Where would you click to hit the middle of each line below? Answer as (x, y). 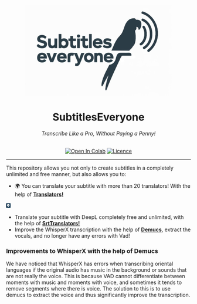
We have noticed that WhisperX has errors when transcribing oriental (90, 264)
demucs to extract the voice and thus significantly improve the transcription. (98, 295)
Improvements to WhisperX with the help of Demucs (82, 251)
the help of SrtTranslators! (47, 223)
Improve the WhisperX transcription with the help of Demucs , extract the (103, 229)
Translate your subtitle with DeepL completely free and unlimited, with (99, 217)
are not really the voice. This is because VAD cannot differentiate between (96, 276)
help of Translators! (39, 194)
